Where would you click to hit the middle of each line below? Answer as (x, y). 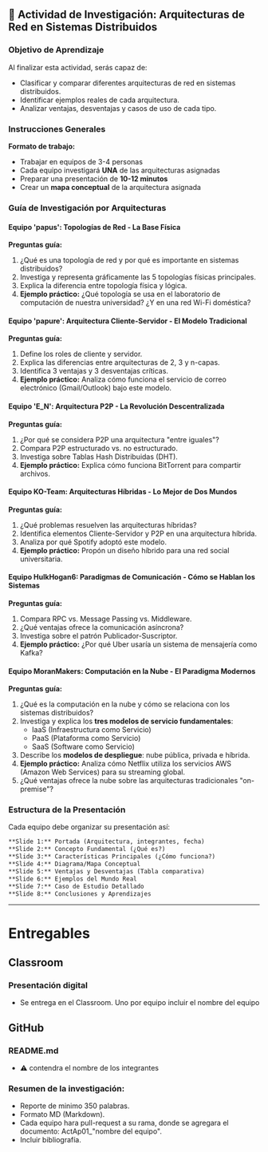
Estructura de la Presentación (67, 810)
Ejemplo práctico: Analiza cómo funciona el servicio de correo (123, 379)
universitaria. (41, 559)
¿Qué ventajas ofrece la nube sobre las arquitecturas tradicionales (129, 781)
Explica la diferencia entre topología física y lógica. (103, 286)
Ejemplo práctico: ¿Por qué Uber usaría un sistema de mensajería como (138, 644)
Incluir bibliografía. (50, 1140)
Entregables (49, 933)
